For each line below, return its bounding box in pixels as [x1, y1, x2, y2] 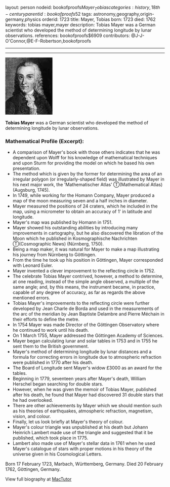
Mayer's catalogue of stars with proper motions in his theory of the [12, 446, 152, 452]
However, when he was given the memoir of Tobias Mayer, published [12, 387, 157, 393]
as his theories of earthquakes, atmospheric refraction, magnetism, [12, 408, 153, 414]
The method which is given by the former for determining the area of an [12, 171, 162, 177]
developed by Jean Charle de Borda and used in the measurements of [12, 305, 159, 311]
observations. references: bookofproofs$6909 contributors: [5, 32, 130, 39]
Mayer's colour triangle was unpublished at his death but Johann [12, 424, 148, 430]
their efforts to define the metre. [12, 317, 80, 323]
